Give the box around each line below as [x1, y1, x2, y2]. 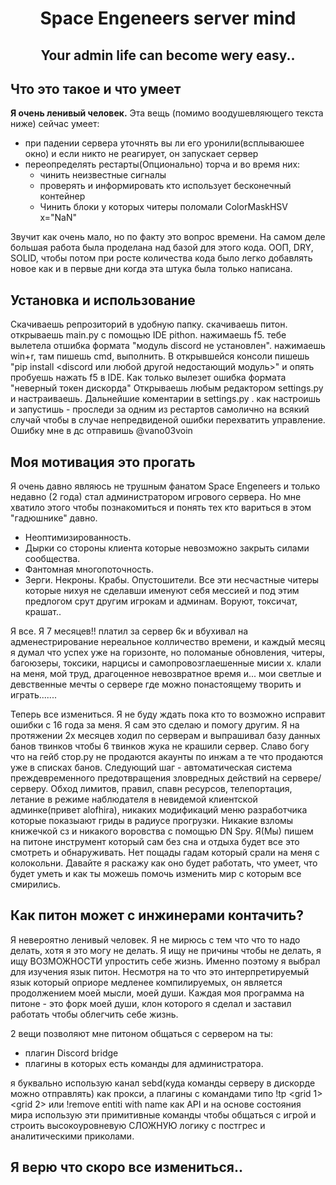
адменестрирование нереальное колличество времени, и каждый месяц [10, 636, 325, 648]
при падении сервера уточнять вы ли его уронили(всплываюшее [24, 137, 305, 149]
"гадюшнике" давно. [10, 512, 98, 524]
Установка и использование [10, 292, 196, 309]
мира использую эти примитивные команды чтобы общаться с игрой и [10, 1108, 317, 1121]
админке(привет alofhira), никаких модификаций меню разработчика [10, 804, 308, 816]
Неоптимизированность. [24, 532, 132, 544]
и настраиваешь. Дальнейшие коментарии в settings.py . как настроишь [10, 393, 321, 405]
